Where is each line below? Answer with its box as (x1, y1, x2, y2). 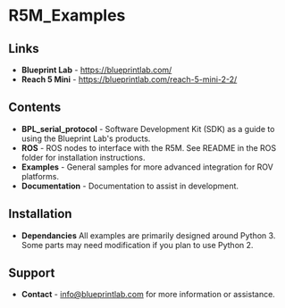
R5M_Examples (8, 5, 126, 26)
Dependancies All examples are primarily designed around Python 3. (21, 229, 276, 241)
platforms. (21, 171, 60, 181)
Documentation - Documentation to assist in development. (21, 180, 239, 191)
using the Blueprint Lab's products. (21, 133, 151, 144)
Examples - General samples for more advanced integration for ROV (21, 162, 274, 172)
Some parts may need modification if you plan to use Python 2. (21, 239, 254, 250)
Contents (8, 100, 62, 115)
